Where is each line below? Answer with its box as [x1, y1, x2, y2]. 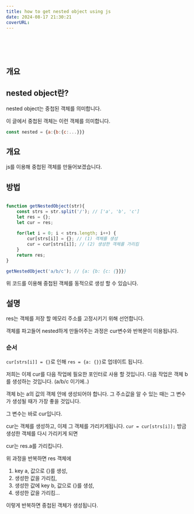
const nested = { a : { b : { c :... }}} [6, 129, 85, 135]
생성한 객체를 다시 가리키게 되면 [6, 430, 78, 437]
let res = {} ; [16, 214, 51, 220]
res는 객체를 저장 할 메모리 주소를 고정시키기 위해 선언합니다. [6, 315, 145, 322]
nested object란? [6, 88, 69, 98]
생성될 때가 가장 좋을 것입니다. [12, 397, 81, 404]
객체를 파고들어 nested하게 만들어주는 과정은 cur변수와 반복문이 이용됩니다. [6, 328, 179, 335]
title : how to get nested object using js [6, 8, 111, 15]
